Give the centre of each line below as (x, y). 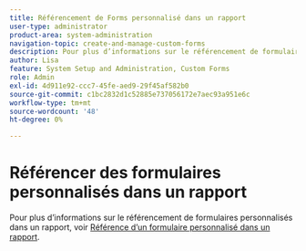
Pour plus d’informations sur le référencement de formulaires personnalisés (151, 218)
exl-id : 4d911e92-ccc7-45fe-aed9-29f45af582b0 (99, 86)
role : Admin (32, 78)
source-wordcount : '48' (55, 111)
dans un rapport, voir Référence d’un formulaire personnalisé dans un (140, 227)
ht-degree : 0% (36, 120)
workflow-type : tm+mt (51, 103)
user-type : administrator (58, 26)
